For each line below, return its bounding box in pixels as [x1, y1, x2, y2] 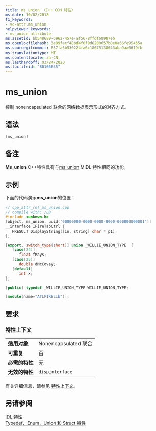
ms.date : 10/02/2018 [5, 12, 49, 17]
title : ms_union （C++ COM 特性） [5, 7, 75, 13]
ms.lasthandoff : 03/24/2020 [5, 60, 65, 65]
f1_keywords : [5, 17, 33, 22]
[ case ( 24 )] [12, 247, 36, 252]
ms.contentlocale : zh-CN [5, 55, 58, 60]
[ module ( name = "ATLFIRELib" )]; [5, 294, 70, 299]
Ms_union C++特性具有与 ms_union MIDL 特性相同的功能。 [5, 164, 128, 170]
